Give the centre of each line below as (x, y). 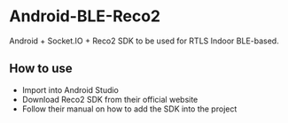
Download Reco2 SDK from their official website (110, 99)
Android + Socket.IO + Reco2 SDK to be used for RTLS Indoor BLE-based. (144, 41)
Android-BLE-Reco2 (85, 16)
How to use (41, 69)
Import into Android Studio (70, 89)
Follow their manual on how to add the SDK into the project (129, 109)
